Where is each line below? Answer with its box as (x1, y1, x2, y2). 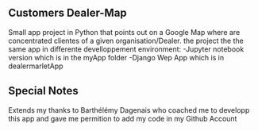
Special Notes (8, 84, 79, 98)
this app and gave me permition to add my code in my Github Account (8, 114, 237, 123)
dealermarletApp (8, 61, 64, 71)
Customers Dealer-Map (8, 6, 127, 20)
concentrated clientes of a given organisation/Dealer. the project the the (8, 36, 244, 45)
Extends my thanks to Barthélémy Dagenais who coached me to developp (8, 105, 250, 114)
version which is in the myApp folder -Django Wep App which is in (8, 52, 225, 62)
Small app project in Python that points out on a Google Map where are (8, 27, 241, 37)
